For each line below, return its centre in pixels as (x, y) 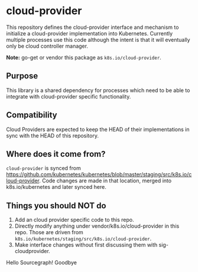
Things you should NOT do (56, 206)
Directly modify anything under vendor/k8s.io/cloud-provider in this (97, 226)
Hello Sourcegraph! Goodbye (41, 263)
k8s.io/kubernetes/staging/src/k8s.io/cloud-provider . (83, 239)
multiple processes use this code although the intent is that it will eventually (98, 40)
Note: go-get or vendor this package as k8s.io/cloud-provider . (84, 57)
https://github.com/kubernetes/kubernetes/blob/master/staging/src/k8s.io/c (99, 175)
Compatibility (32, 115)
